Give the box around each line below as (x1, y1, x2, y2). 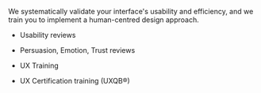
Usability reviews (19, 31, 76, 39)
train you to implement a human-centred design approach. (8, 15, 200, 24)
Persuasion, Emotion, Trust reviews (19, 46, 136, 54)
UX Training (19, 61, 59, 70)
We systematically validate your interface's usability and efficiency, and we (8, 7, 254, 16)
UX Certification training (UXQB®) (19, 76, 131, 85)
